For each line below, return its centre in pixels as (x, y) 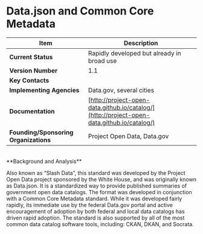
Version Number (34, 71)
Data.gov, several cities (121, 90)
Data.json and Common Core (80, 11)
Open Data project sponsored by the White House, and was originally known (101, 179)
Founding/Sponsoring (41, 132)
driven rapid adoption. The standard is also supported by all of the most (95, 218)
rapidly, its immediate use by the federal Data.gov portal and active (90, 205)
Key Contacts (29, 80)
